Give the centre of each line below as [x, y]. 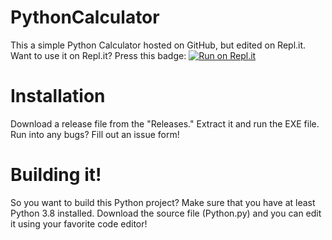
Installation [58, 96]
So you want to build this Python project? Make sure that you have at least [163, 202]
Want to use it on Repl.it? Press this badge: [98, 55]
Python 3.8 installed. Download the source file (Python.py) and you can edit [166, 213]
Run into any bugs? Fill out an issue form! [95, 134]
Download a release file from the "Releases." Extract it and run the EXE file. [165, 123]
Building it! [56, 175]
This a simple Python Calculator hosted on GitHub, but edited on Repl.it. [158, 45]
